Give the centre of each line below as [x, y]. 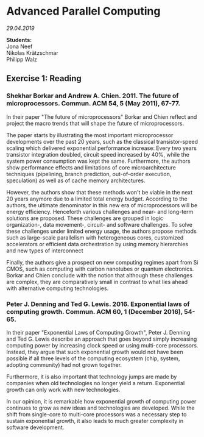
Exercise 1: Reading [44, 78]
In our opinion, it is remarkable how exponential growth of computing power [101, 401]
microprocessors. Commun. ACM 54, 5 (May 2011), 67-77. [93, 104]
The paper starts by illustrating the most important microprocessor [90, 135]
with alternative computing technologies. [58, 288]
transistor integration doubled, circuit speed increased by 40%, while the [98, 154]
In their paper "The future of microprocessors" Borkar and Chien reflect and [102, 116]
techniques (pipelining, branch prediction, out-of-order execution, [89, 174]
